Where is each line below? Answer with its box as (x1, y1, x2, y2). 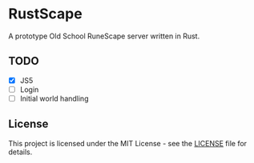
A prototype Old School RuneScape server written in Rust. (8, 31, 200, 41)
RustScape (8, 5, 83, 23)
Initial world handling (19, 93, 89, 103)
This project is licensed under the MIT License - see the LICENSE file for (8, 138, 247, 148)
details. (8, 147, 33, 157)
